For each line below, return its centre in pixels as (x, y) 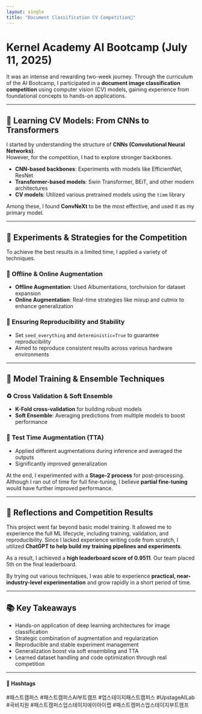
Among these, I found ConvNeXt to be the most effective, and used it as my (100, 206)
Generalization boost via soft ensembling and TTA (77, 651)
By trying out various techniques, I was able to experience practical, (91, 576)
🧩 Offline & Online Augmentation (55, 274)
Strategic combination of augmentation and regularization (86, 638)
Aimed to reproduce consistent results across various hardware (93, 348)
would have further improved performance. (60, 488)
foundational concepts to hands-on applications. (66, 96)
